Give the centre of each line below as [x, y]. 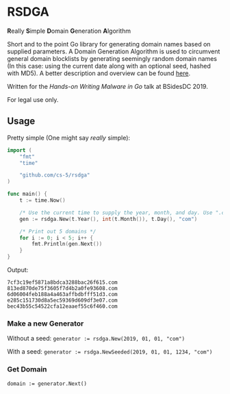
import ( [20, 150]
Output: [18, 270]
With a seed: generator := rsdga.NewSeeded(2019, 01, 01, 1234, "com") [110, 352]
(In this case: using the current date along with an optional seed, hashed [109, 66]
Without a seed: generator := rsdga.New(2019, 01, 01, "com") [96, 339]
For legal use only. [33, 99]
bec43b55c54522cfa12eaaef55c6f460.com [62, 306]
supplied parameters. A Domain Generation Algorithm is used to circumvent [114, 51]
